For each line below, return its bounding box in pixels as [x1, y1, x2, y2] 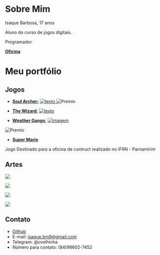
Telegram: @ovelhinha [12, 239, 58, 245]
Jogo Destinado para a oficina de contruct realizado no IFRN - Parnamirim [5, 146, 156, 152]
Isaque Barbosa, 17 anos [5, 20, 55, 26]
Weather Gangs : [12, 117, 47, 123]
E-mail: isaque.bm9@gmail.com [12, 233, 77, 240]
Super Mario [12, 137, 38, 143]
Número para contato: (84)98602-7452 [12, 244, 93, 250]
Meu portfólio [5, 66, 62, 77]
